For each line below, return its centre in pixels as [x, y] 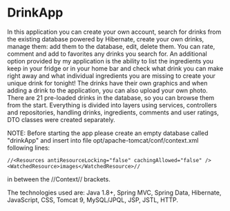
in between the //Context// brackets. [59, 179]
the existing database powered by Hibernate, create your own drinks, [106, 39]
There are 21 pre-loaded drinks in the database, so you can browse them [111, 97]
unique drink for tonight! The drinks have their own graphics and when [107, 83]
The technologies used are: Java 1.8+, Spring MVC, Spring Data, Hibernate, [114, 192]
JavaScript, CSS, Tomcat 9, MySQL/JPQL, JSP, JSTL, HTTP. [93, 200]
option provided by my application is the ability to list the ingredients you [111, 61]
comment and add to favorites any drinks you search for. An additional [107, 54]
